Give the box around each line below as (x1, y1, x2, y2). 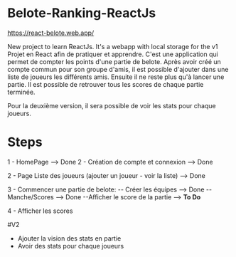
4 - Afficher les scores (7, 206, 73, 215)
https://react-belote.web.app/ (7, 28, 95, 37)
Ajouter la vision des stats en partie (17, 234, 122, 243)
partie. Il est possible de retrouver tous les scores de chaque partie (7, 80, 204, 88)
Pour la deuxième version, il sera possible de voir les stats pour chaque (7, 101, 216, 110)
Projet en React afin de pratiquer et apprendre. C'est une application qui (7, 50, 218, 58)
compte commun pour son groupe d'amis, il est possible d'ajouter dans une (7, 65, 229, 73)
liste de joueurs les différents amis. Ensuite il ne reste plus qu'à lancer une (7, 73, 225, 81)
